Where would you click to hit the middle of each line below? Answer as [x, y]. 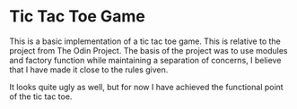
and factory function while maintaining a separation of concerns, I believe [145, 60]
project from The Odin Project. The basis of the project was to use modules [148, 50]
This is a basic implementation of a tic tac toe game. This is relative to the [145, 41]
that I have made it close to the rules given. [89, 70]
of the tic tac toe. [41, 96]
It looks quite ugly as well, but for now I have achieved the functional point [147, 87]
